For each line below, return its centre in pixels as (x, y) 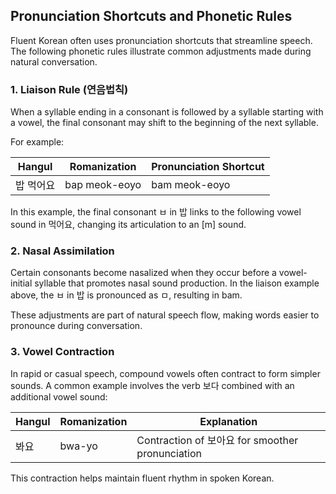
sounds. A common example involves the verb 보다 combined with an (152, 385)
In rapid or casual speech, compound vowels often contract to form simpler (165, 373)
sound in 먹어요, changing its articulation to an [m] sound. (128, 225)
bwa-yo (78, 446)
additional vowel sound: (59, 396)
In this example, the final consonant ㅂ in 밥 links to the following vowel (156, 212)
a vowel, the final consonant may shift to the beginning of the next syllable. (164, 123)
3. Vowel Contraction (62, 352)
